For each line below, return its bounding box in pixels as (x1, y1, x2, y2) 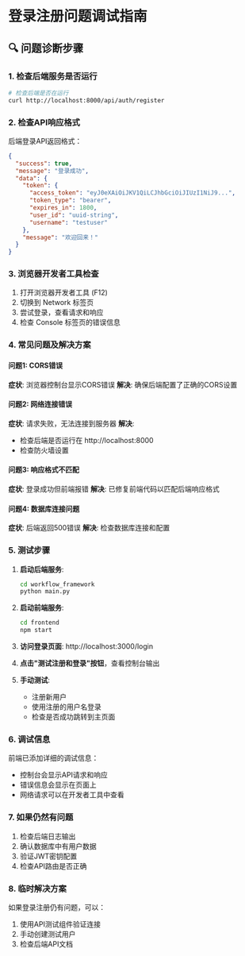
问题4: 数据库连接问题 (8, 503, 80, 513)
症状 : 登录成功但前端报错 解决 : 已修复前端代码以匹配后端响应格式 (8, 484, 220, 493)
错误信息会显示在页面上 (19, 780, 97, 790)
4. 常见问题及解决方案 (8, 339, 91, 350)
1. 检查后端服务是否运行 (8, 71, 98, 82)
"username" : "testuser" (29, 218, 109, 226)
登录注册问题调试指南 (8, 7, 148, 25)
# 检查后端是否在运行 (8, 89, 69, 97)
